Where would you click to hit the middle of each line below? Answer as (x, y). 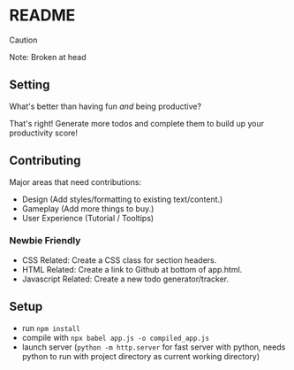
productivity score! (43, 133)
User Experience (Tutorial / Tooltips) (88, 218)
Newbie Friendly (45, 241)
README (42, 15)
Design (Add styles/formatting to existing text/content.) (122, 199)
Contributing (45, 161)
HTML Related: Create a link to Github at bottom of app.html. (132, 269)
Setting (30, 85)
